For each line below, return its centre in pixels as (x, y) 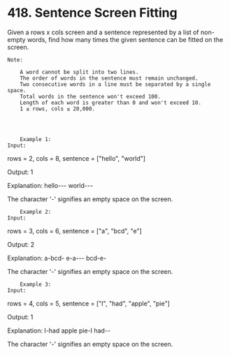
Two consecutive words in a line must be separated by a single (115, 84)
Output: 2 (21, 244)
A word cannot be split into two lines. (79, 72)
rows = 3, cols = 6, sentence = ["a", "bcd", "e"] (74, 231)
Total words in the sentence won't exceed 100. (90, 96)
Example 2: (36, 212)
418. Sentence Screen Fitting (92, 13)
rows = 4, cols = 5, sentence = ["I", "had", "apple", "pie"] (88, 303)
